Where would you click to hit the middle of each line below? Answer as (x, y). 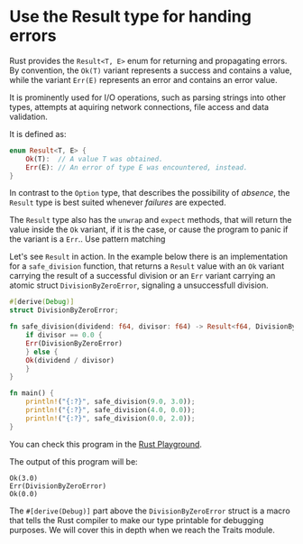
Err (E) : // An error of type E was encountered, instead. (137, 167)
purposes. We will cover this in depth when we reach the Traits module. (142, 530)
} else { (42, 352)
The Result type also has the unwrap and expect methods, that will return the (151, 220)
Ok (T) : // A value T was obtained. (95, 159)
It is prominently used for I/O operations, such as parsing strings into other (148, 97)
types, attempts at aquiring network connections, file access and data (139, 106)
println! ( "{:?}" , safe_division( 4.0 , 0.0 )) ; (110, 410)
